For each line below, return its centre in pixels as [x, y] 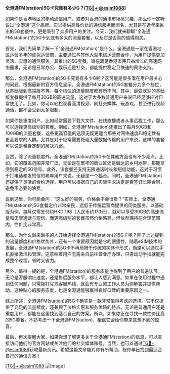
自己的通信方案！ [23, 356]
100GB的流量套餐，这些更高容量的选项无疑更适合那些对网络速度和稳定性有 [83, 133]
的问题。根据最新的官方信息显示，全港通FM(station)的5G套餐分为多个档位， [84, 85]
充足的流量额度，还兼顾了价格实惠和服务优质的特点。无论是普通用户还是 [89, 307]
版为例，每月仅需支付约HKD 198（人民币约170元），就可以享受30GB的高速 [82, 212]
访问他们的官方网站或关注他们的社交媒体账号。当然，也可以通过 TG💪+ [82, 343]
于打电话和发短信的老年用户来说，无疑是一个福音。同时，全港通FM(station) [84, 176]
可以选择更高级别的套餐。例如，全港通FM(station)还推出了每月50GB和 [78, 127]
